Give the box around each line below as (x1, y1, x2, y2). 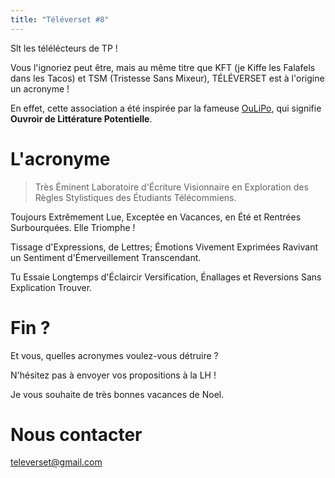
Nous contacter (10, 423, 143, 446)
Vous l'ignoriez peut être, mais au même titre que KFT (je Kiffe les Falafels (10, 61, 316, 73)
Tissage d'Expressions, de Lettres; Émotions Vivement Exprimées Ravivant (10, 241, 318, 253)
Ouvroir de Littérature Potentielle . (10, 112, 153, 125)
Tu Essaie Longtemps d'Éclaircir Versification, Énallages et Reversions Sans (10, 271, 322, 283)
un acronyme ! (10, 82, 70, 95)
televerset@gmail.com (10, 456, 103, 468)
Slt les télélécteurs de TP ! (10, 42, 118, 54)
